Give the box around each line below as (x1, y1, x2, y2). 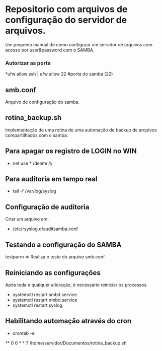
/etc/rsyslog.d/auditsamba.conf (12, 226, 78, 232)
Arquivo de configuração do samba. (5, 99, 80, 105)
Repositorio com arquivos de (5, 4, 128, 15)
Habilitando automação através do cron (5, 317, 132, 325)
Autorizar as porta (5, 59, 51, 66)
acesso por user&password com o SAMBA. (5, 47, 95, 53)
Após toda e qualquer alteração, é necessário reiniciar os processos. (5, 282, 148, 288)
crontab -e (12, 330, 35, 336)
